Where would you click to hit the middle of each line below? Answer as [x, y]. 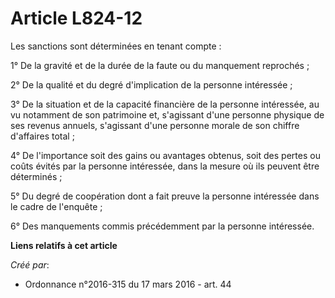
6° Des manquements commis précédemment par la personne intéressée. [162, 226]
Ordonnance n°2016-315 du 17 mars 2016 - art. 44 [128, 284]
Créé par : [30, 264]
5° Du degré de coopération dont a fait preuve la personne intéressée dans [165, 196]
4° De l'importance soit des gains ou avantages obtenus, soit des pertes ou [165, 155]
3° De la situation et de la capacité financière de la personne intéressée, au [165, 104]
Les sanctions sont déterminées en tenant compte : [116, 46]
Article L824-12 [76, 18]
